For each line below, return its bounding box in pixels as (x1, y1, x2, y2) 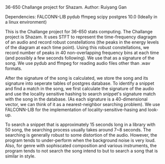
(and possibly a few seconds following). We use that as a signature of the (5, 55, 155, 61)
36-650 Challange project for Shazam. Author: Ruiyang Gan (5, 4, 127, 10)
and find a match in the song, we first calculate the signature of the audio (5, 86, 154, 91)
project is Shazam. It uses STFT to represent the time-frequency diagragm (5, 34, 157, 40)
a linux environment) (5, 19, 47, 25)
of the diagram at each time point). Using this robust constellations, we (5, 45, 150, 50)
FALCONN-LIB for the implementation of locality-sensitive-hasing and (5, 107, 147, 112)
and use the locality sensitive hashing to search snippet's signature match (5, 91, 156, 97)
